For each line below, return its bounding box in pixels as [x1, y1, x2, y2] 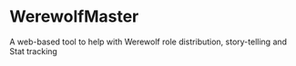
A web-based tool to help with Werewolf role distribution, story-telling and [9, 36, 288, 47]
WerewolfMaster [9, 6, 139, 27]
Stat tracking [9, 45, 57, 56]
